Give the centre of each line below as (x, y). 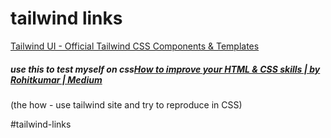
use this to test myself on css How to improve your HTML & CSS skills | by (165, 69)
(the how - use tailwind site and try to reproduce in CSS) (126, 104)
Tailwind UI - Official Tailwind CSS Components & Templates (135, 46)
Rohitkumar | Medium (56, 79)
